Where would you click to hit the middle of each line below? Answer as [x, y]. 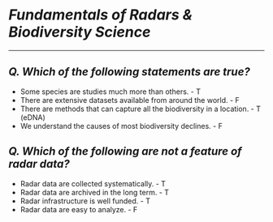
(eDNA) [33, 117]
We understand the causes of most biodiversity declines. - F [121, 126]
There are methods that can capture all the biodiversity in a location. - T [141, 109]
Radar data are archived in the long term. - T [94, 192]
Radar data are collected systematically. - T [93, 183]
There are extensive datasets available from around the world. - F [130, 100]
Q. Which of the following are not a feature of [125, 152]
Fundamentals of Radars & [101, 15]
